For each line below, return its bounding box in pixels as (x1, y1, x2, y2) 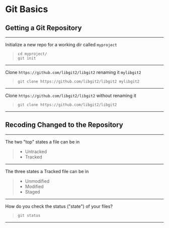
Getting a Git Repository (5, 24, 82, 32)
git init (17, 56, 36, 61)
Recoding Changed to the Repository (5, 121, 123, 129)
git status (17, 213, 41, 218)
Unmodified (25, 178, 50, 184)
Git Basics (5, 4, 48, 15)
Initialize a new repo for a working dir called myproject (5, 42, 117, 47)
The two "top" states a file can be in (5, 138, 80, 144)
